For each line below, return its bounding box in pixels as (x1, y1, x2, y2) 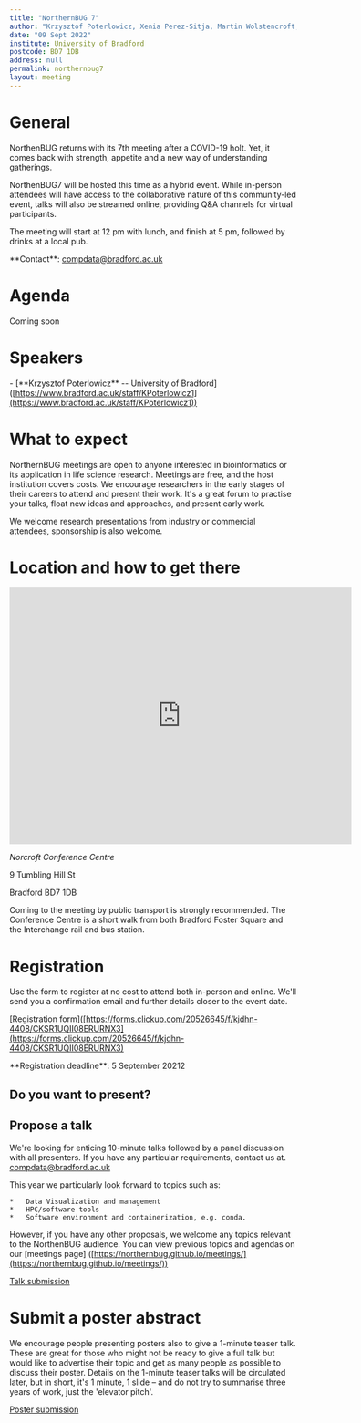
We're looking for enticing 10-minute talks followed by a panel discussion (9, 1142, 284, 1153)
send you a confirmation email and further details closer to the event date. (9, 996, 288, 1007)
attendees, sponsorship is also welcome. (9, 525, 163, 536)
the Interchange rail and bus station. (9, 924, 145, 935)
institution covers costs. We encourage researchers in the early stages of (9, 478, 285, 489)
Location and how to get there (9, 557, 241, 577)
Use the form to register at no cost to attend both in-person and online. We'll (9, 986, 297, 997)
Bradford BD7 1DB (9, 887, 77, 898)
